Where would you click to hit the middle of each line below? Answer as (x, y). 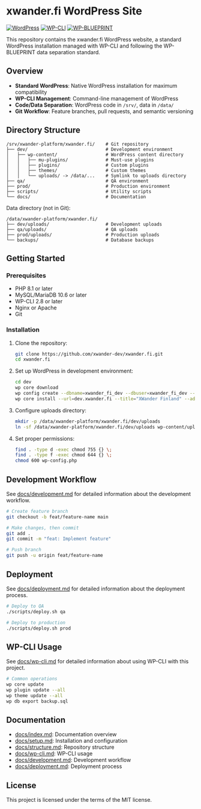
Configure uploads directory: (51, 410)
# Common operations (32, 679)
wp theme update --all (34, 696)
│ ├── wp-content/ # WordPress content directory (95, 155)
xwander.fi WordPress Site (74, 11)
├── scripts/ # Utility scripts (79, 191)
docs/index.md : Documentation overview (66, 734)
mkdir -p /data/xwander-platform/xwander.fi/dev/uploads (88, 421)
